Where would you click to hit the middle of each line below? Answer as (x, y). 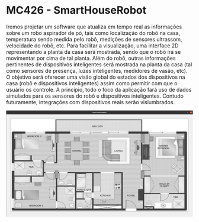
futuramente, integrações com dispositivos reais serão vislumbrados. (91, 102)
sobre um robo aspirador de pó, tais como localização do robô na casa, (93, 33)
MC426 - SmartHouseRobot (76, 10)
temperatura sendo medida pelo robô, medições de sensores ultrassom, (94, 39)
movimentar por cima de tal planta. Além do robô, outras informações (91, 58)
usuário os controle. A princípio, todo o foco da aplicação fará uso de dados (99, 89)
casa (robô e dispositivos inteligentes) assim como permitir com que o (92, 83)
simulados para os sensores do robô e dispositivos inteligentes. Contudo (95, 96)
